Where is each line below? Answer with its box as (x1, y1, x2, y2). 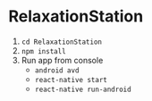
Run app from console (21, 55, 104, 65)
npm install (21, 46, 66, 55)
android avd (34, 65, 80, 75)
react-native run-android (34, 85, 131, 94)
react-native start (34, 75, 108, 84)
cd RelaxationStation (21, 38, 102, 46)
